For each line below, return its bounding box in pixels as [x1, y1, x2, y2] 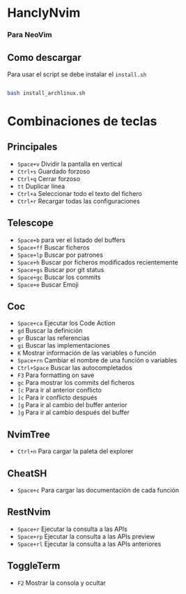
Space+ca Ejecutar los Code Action [17, 319, 116, 327]
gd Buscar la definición [17, 327, 83, 335]
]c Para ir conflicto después [17, 393, 98, 402]
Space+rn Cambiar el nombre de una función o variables [17, 356, 178, 365]
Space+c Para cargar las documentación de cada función [17, 486, 180, 495]
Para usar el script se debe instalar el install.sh [7, 70, 147, 78]
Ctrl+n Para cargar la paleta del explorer [17, 447, 134, 455]
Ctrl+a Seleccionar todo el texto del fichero [17, 189, 143, 197]
